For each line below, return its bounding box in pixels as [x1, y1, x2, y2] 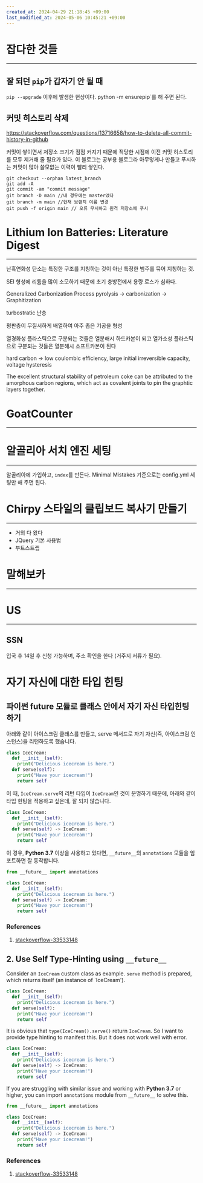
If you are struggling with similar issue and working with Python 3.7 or [6, 1085, 181, 1092]
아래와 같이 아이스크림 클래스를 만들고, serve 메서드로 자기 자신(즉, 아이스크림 [6, 730, 190, 737]
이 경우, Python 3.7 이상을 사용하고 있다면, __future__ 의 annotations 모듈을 [6, 849, 189, 856]
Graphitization [6, 297, 42, 303]
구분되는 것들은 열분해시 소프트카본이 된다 [17, 342, 117, 350]
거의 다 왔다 [14, 529, 43, 536]
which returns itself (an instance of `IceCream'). [6, 977, 126, 984]
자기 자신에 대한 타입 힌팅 [6, 675, 124, 689]
